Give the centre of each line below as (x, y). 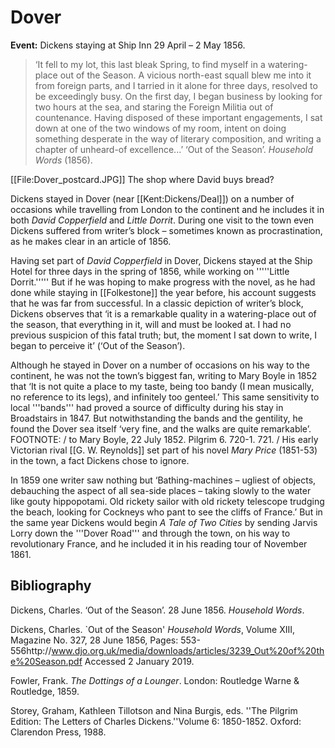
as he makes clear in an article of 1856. (91, 241)
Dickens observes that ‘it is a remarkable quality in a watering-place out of (163, 313)
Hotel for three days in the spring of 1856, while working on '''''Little (150, 271)
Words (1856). (63, 160)
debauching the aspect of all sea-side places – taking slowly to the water (161, 490)
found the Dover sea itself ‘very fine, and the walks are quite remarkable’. (161, 428)
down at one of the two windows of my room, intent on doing (160, 128)
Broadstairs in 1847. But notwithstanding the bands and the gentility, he (156, 418)
